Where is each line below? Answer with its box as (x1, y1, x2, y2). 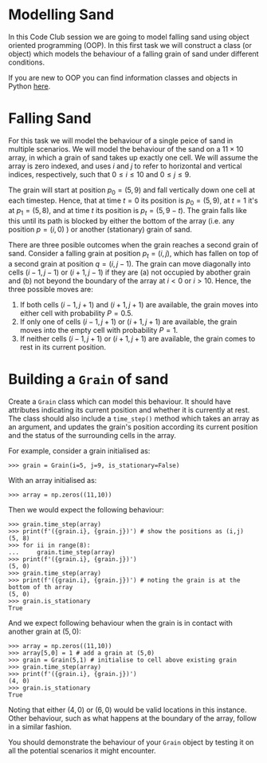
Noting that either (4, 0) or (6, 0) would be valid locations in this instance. (8, 705, 247, 714)
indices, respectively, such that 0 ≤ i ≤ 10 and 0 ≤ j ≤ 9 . (8, 169, 191, 179)
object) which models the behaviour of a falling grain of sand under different (8, 49, 259, 58)
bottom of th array (8, 583, 73, 591)
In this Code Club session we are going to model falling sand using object (8, 32, 249, 42)
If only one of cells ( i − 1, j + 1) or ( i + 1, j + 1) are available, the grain (19, 317, 238, 326)
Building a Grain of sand (8, 370, 169, 389)
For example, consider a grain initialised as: (8, 446, 151, 456)
